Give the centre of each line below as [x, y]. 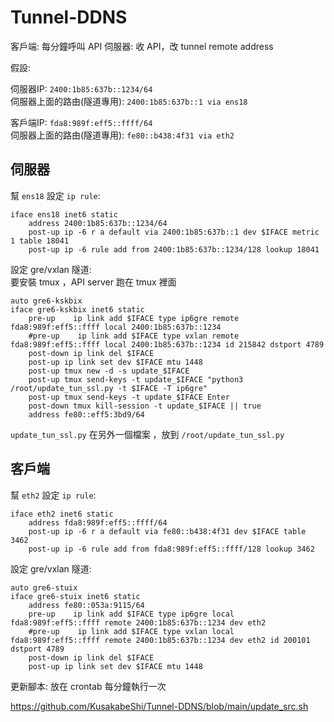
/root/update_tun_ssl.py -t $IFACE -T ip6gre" [109, 388]
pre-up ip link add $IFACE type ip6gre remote [134, 318]
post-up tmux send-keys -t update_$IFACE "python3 [136, 379]
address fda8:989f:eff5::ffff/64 [98, 522]
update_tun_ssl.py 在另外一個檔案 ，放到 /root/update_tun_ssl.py [147, 434]
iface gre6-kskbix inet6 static [77, 309]
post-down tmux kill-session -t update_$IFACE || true [145, 406]
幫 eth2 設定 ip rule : [53, 495]
